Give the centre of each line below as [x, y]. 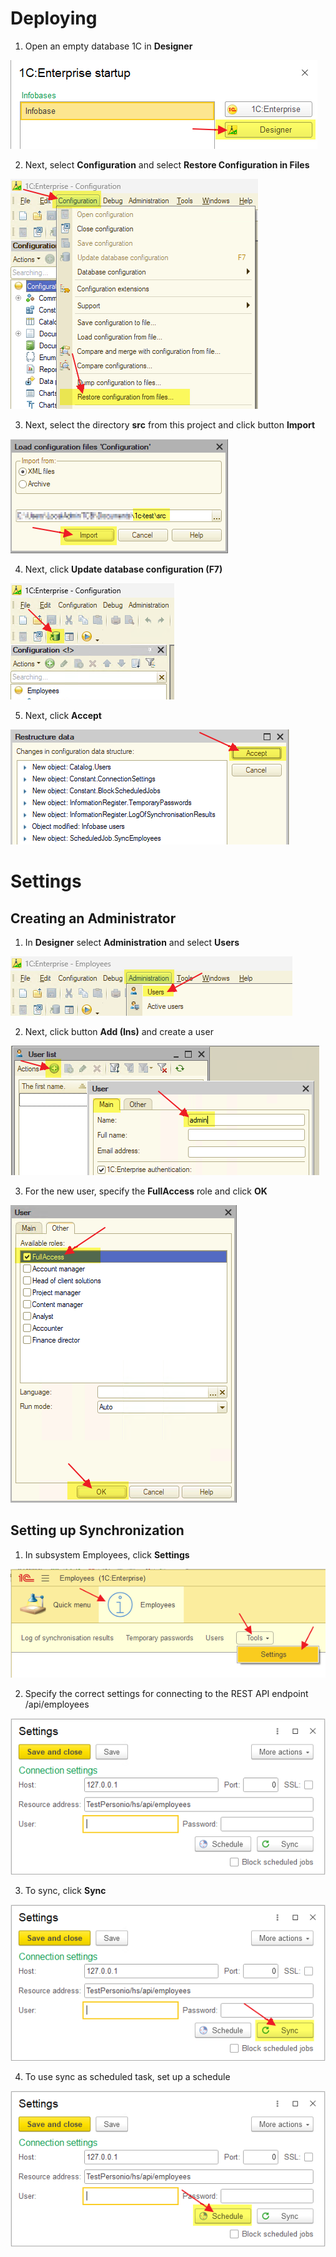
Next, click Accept [63, 715]
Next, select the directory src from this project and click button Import [170, 424]
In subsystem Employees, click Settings [107, 1554]
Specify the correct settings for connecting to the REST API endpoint [166, 1694]
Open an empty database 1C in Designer [108, 46]
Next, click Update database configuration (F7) [123, 569]
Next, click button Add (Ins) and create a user [119, 1031]
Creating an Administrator [93, 918]
